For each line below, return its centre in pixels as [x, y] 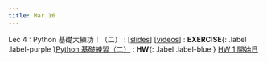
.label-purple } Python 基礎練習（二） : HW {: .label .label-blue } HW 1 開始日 [133, 49]
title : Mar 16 [32, 15]
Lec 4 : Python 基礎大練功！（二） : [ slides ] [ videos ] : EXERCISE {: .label [127, 39]
